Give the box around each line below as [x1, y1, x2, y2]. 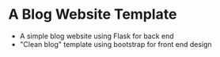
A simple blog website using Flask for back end [19, 31, 174, 41]
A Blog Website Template [8, 5, 177, 23]
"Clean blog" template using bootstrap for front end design [19, 39, 212, 48]
